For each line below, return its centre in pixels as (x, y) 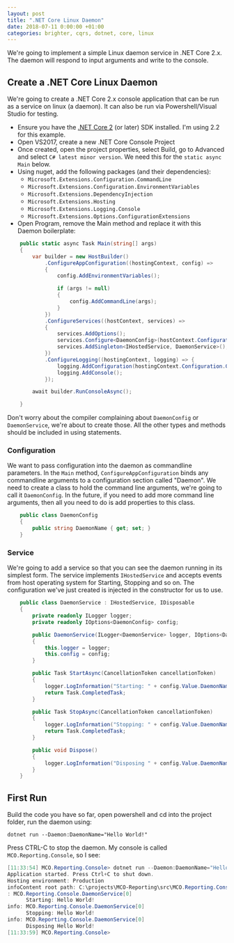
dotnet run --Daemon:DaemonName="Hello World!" (78, 835)
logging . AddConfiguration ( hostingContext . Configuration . (141, 366)
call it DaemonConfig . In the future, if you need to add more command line (111, 495)
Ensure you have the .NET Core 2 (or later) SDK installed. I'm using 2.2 (118, 127)
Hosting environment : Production (56, 881)
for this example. (41, 135)
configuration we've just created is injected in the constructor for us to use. (115, 590)
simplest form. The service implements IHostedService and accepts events (115, 575)
